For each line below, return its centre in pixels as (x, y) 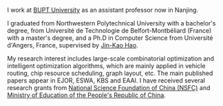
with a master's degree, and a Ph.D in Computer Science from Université (110, 38)
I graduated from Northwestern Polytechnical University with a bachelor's (111, 23)
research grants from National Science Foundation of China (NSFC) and (109, 88)
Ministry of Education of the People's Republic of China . (87, 95)
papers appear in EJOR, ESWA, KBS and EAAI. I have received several (106, 81)
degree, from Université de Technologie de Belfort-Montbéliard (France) (109, 31)
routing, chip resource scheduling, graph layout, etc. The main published (110, 73)
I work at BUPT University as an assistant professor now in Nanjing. (103, 10)
